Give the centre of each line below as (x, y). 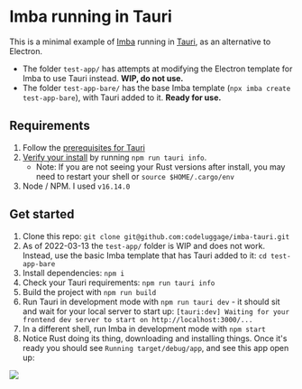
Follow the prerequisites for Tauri (84, 147)
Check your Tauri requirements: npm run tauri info (119, 282)
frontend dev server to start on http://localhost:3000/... (137, 320)
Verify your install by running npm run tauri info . (114, 157)
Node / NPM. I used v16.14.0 (76, 186)
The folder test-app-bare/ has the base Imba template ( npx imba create (156, 88)
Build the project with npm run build (89, 292)
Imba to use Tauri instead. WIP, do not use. (103, 78)
